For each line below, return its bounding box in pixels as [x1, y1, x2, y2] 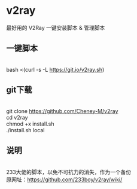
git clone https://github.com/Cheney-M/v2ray [6, 107, 118, 114]
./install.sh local [6, 126, 45, 133]
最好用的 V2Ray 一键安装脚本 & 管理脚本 [6, 24, 105, 31]
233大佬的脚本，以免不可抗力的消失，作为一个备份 [6, 169, 132, 176]
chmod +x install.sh [6, 120, 55, 127]
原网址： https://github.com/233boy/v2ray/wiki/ [6, 176, 123, 183]
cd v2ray [6, 114, 28, 121]
